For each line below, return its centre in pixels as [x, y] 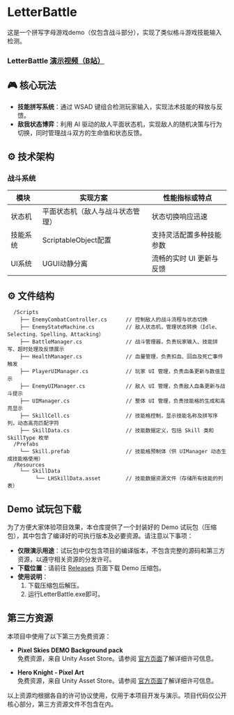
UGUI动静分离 [65, 264]
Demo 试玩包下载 [44, 509]
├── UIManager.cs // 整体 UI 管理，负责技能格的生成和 [120, 401]
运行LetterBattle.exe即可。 [66, 594]
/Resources [29, 465]
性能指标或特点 [187, 198]
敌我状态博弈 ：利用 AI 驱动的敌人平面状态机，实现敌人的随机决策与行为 [120, 124]
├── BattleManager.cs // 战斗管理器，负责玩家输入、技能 [116, 342]
